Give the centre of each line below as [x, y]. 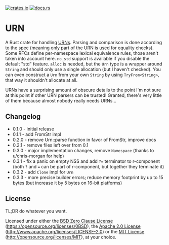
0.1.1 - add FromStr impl [37, 134]
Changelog [23, 117]
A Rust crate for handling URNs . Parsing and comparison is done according [84, 42]
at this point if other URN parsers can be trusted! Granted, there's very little [83, 95]
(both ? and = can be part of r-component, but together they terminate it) [88, 166]
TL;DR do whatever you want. [36, 211]
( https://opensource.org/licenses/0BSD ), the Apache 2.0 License [73, 226]
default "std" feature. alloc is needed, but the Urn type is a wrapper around [84, 64]
